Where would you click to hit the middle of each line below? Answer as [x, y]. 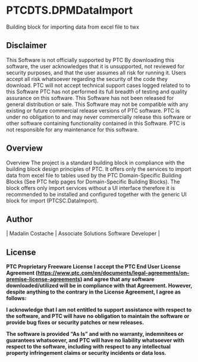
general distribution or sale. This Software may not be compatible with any [97, 104]
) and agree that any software [117, 279]
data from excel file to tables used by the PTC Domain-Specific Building [94, 175]
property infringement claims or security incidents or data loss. [86, 353]
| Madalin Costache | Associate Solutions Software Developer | [83, 233]
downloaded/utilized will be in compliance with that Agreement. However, [99, 286]
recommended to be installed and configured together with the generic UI [97, 194]
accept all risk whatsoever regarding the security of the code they [87, 79]
